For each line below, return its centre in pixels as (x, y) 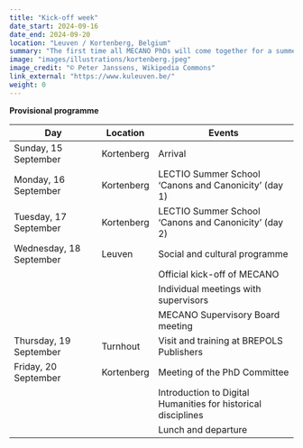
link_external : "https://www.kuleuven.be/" (92, 77)
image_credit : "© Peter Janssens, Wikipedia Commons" (113, 69)
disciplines (180, 415)
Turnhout (121, 346)
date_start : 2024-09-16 (54, 26)
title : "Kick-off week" (54, 18)
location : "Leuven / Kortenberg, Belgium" (90, 43)
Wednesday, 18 (47, 248)
